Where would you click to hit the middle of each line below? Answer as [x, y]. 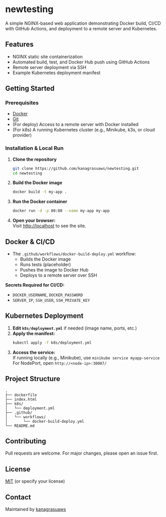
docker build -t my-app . [39, 192]
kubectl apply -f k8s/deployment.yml [52, 343]
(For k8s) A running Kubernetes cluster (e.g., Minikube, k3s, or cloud [84, 130]
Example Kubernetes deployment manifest [56, 73]
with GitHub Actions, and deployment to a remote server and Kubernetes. [81, 28]
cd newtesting [27, 173]
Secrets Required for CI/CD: [35, 285]
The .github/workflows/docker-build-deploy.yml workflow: [74, 254]
